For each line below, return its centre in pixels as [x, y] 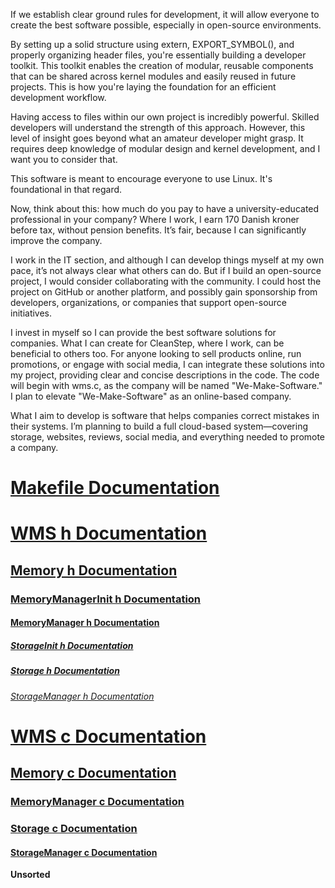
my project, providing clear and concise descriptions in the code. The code [165, 375]
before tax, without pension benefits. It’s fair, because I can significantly [158, 230]
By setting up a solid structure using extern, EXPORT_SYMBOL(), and [152, 44]
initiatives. [31, 313]
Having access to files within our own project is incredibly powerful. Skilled [165, 117]
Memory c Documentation [93, 773]
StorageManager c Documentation [84, 852]
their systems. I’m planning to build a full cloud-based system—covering [159, 426]
